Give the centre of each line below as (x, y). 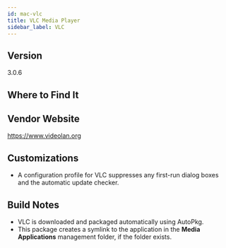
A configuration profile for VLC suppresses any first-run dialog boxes (118, 175)
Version (25, 55)
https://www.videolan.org (44, 136)
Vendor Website (43, 118)
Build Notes (34, 205)
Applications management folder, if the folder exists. (94, 237)
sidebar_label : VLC (36, 27)
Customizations (43, 158)
